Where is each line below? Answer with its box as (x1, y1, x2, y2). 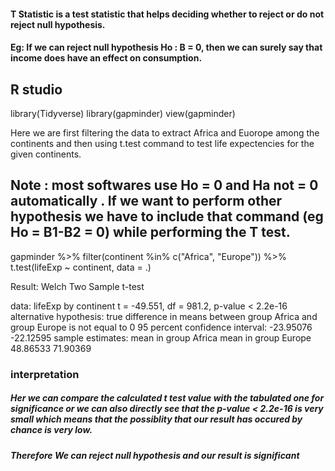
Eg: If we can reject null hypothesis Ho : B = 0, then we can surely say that (10, 41, 323, 54)
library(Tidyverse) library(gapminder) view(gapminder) (10, 108, 236, 119)
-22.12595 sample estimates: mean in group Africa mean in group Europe (10, 331, 312, 344)
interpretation (10, 367, 80, 381)
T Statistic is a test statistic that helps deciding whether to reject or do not (10, 8, 325, 20)
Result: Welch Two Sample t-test (10, 280, 145, 292)
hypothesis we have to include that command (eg (10, 208, 324, 225)
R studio (10, 81, 63, 98)
